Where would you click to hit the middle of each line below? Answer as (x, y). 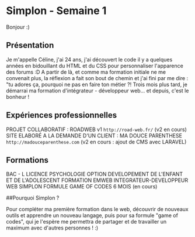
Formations (27, 160)
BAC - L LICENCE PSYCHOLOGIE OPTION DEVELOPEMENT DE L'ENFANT (95, 174)
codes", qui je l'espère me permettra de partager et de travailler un (86, 222)
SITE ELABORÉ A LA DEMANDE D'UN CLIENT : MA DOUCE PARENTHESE (94, 135)
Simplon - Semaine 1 (56, 11)
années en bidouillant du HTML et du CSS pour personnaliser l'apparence (95, 66)
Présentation (30, 45)
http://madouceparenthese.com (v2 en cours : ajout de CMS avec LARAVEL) (96, 142)
